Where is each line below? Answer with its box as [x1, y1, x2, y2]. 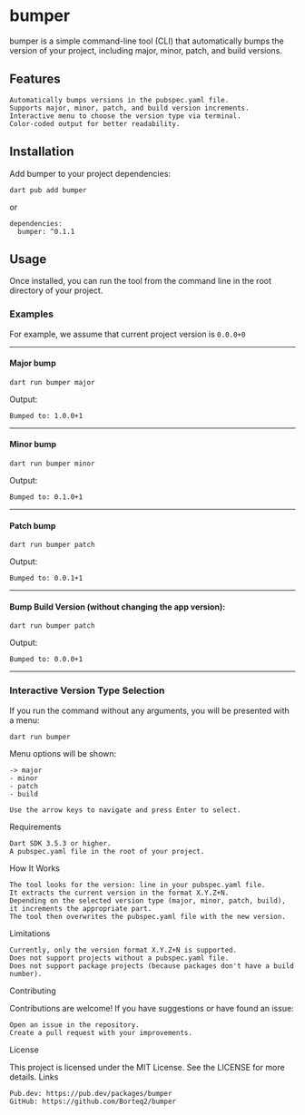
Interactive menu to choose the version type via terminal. [9, 111, 242, 121]
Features [9, 72, 61, 87]
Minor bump [9, 439, 57, 450]
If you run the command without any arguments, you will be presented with [9, 705, 290, 716]
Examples [9, 308, 54, 320]
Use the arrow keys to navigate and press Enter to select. [9, 805, 242, 815]
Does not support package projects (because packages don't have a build [9, 961, 295, 971]
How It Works [9, 863, 61, 874]
